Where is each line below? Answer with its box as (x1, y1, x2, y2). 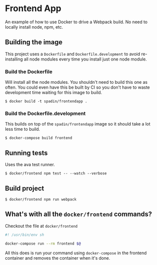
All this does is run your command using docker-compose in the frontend (5, 250, 147, 256)
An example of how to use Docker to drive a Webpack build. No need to (5, 19, 148, 25)
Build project (5, 184, 44, 192)
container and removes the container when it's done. (5, 255, 110, 261)
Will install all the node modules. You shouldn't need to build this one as (5, 79, 148, 85)
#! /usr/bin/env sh (5, 232, 44, 237)
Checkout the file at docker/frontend (5, 223, 78, 229)
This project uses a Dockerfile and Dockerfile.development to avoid (5, 51, 141, 57)
